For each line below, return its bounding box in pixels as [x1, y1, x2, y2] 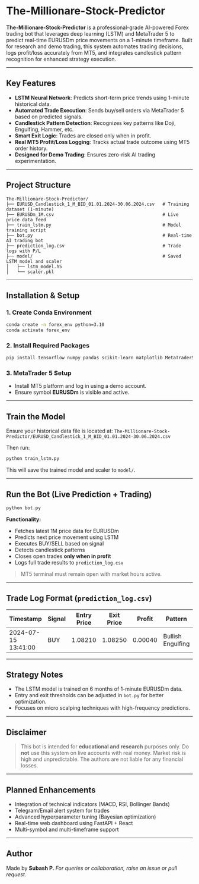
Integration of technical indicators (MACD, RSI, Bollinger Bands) [14, 801, 170, 808]
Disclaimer [6, 727, 47, 737]
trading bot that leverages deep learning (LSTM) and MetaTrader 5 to [6, 30, 175, 37]
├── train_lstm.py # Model [6, 222, 182, 228]
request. [6, 870, 27, 878]
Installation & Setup [6, 290, 80, 300]
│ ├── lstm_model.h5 [6, 264, 62, 269]
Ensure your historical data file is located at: [6, 427, 114, 435]
